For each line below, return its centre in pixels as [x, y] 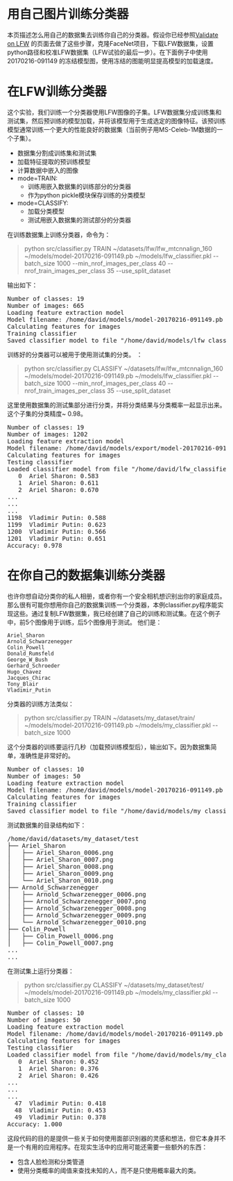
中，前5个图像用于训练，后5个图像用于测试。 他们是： [85, 622]
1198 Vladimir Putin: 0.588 [57, 518]
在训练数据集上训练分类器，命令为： [59, 234]
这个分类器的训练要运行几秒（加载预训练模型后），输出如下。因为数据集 [109, 747]
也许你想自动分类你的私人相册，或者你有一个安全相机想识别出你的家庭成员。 [116, 596]
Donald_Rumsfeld [31, 653]
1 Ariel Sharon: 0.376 [59, 1068]
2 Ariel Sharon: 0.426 [59, 1075]
